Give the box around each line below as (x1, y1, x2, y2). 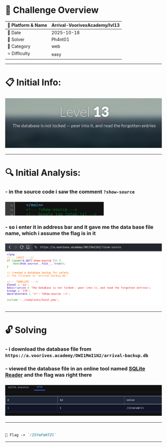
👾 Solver (7, 36, 25, 42)
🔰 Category (7, 43, 31, 49)
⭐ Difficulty (7, 51, 30, 57)
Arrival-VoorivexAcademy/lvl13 (51, 22, 120, 28)
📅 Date (7, 29, 21, 35)
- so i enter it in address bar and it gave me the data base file (5, 223, 154, 230)
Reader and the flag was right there (5, 371, 92, 378)
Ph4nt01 (51, 36, 70, 42)
